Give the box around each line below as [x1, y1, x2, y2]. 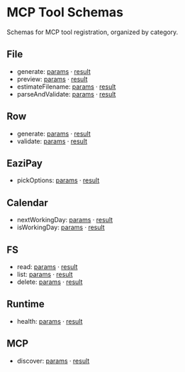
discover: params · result [16, 356, 90, 365]
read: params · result [16, 263, 78, 270]
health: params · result [16, 317, 83, 325]
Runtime [6, 298, 45, 310]
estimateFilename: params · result [16, 82, 116, 91]
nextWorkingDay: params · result [16, 216, 113, 224]
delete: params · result [16, 278, 83, 286]
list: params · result [16, 270, 73, 278]
